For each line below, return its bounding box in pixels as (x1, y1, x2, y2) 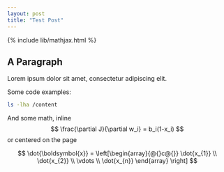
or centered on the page (7, 136, 77, 144)
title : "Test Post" (7, 17, 64, 24)
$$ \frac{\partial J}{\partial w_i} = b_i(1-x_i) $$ (50, 125, 184, 133)
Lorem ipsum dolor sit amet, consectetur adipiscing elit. (7, 75, 167, 83)
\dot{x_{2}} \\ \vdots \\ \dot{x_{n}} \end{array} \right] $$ (37, 157, 197, 165)
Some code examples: (7, 88, 71, 96)
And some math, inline (7, 114, 72, 123)
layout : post (7, 10, 45, 17)
